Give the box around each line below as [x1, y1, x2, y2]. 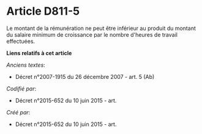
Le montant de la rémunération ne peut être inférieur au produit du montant [6, 24, 196, 32]
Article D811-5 [6, 4, 80, 18]
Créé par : [6, 108, 31, 116]
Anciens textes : [6, 61, 46, 69]
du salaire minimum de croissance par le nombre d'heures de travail [6, 31, 178, 38]
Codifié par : [6, 84, 37, 92]
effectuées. [6, 37, 36, 45]
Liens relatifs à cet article [6, 49, 72, 56]
